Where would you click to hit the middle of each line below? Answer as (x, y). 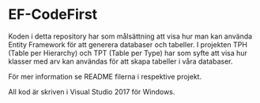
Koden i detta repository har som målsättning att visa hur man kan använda (130, 36)
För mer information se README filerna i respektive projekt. (105, 76)
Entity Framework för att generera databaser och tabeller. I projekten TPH (128, 44)
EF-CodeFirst (53, 15)
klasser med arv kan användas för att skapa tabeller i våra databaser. (121, 61)
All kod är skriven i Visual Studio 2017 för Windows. (92, 91)
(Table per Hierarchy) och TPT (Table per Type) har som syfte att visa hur (128, 53)
